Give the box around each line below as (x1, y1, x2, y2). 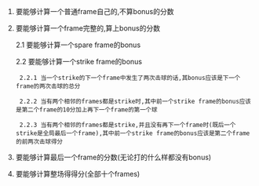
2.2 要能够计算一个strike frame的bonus (15, 57, 143, 66)
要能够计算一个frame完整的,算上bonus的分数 (15, 24, 161, 33)
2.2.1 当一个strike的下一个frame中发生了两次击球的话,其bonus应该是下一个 (19, 74, 241, 82)
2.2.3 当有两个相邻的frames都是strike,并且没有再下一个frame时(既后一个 (19, 121, 236, 129)
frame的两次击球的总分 (15, 82, 81, 90)
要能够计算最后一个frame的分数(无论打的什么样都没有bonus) (15, 152, 212, 162)
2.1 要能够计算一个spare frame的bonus (15, 40, 141, 49)
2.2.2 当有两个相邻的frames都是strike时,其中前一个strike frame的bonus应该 (19, 97, 251, 105)
